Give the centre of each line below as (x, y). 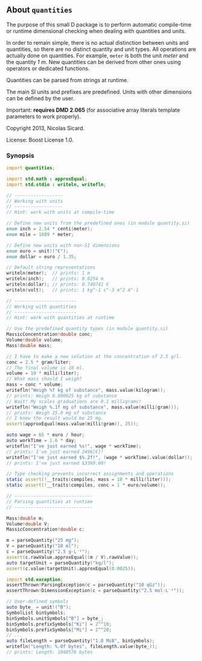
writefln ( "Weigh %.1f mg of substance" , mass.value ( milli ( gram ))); (93, 407)
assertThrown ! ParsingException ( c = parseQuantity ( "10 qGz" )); (86, 585)
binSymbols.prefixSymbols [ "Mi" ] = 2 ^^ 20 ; (59, 630)
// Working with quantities (42, 307)
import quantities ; (31, 168)
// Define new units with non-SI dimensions (63, 245)
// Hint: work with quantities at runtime (60, 318)
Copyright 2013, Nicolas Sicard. (46, 128)
